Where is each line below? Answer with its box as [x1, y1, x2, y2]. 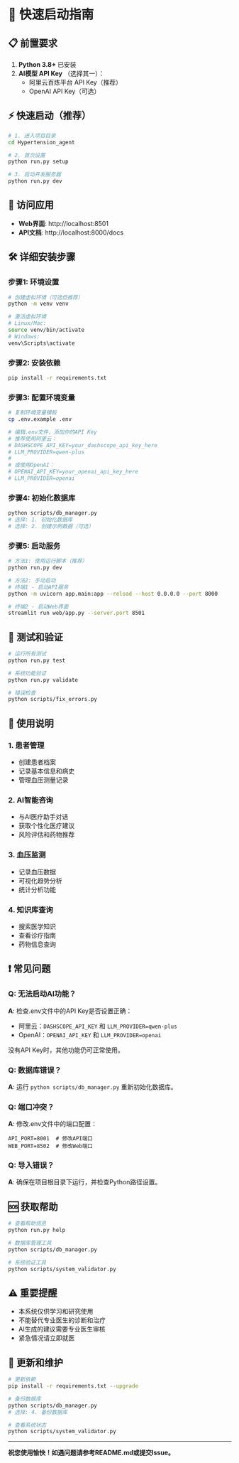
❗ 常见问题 [8, 963, 51, 975]
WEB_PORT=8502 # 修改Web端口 [8, 1142, 93, 1150]
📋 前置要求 [8, 37, 58, 49]
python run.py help [8, 1227, 66, 1234]
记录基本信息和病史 [18, 767, 75, 775]
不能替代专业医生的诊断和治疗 [18, 1316, 106, 1324]
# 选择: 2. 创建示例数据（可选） [8, 522, 94, 530]
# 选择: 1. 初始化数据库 [8, 516, 73, 523]
